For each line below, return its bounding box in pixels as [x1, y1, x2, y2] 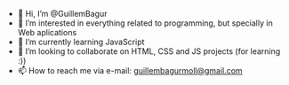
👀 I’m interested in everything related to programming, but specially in [17, 18, 273, 28]
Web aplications [17, 27, 77, 37]
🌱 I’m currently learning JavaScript [17, 36, 145, 47]
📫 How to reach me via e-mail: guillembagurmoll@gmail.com [17, 66, 243, 75]
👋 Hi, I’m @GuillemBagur [17, 9, 108, 19]
